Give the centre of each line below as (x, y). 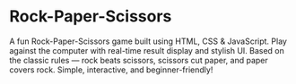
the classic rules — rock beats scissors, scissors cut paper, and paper (139, 60)
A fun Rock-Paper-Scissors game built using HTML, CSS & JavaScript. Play (148, 41)
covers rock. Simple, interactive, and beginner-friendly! (111, 70)
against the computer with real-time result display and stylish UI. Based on (147, 50)
